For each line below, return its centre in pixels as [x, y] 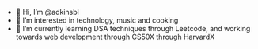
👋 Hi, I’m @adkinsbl [47, 12]
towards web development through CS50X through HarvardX [115, 37]
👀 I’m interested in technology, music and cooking [97, 20]
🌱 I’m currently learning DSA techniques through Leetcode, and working [133, 28]
